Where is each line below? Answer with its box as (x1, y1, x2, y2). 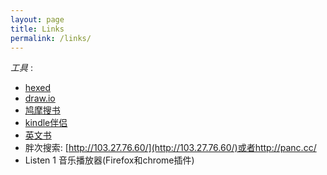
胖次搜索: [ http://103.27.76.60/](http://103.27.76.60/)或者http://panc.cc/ (24, 142, 317, 154)
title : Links (10, 24, 65, 34)
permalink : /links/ (10, 33, 92, 43)
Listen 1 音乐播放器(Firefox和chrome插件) (24, 154, 195, 166)
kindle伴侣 (24, 117, 68, 129)
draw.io (24, 92, 56, 105)
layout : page (10, 14, 65, 25)
